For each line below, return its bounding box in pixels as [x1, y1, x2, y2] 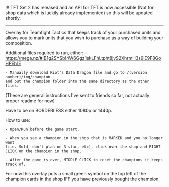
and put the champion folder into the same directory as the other [5, 79, 150, 84]
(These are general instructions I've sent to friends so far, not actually [5, 92, 150, 98]
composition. [5, 40, 33, 46]
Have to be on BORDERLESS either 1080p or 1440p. [5, 108, 112, 113]
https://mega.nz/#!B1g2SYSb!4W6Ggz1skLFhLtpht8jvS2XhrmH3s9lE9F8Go [5, 55, 161, 61]
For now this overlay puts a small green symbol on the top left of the [5, 171, 146, 176]
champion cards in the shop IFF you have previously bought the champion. [5, 176, 160, 182]
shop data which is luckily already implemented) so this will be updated [5, 10, 153, 16]
